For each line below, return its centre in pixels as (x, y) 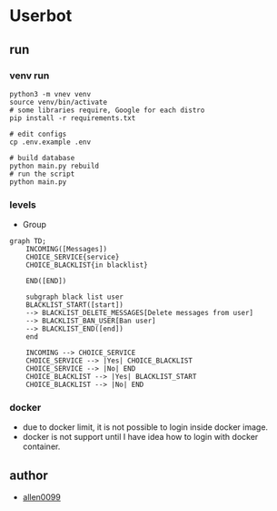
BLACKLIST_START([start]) (75, 305)
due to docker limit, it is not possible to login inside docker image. (145, 427)
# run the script (42, 174)
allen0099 (41, 497)
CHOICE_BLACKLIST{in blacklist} (87, 265)
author (29, 475)
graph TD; (28, 241)
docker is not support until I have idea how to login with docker (140, 437)
